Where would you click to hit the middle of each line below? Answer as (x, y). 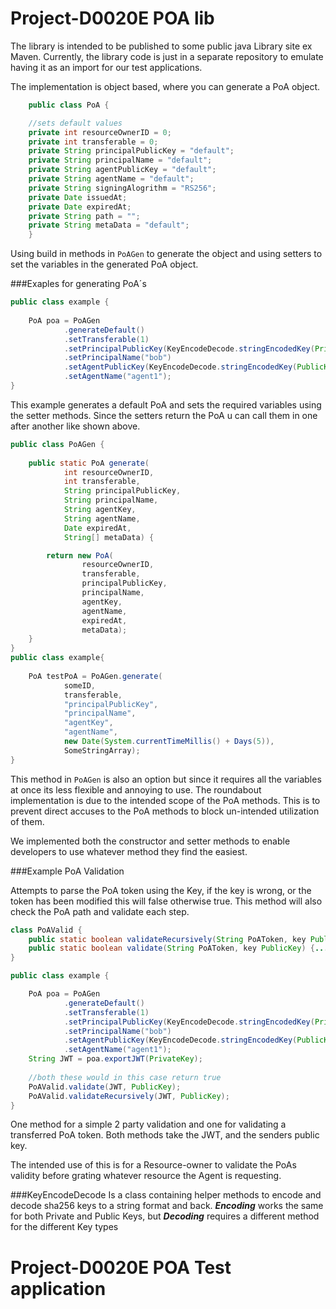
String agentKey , (100, 510)
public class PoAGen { (57, 444)
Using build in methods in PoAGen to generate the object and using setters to (166, 254)
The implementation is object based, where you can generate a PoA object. (165, 86)
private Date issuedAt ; (78, 197)
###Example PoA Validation (67, 871)
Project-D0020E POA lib (112, 18)
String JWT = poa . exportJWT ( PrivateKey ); (115, 1059)
